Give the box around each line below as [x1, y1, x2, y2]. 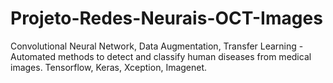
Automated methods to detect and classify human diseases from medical [10, 50, 312, 62]
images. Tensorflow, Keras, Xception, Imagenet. [10, 61, 208, 73]
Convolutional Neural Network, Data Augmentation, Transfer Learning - [10, 40, 304, 52]
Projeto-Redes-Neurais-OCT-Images [10, 7, 323, 30]
